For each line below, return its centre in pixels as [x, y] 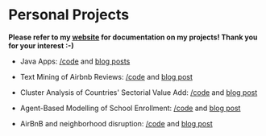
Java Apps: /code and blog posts [75, 61]
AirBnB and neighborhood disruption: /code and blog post [116, 123]
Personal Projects [69, 15]
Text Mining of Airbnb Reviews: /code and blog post [106, 76]
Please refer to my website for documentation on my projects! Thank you [133, 37]
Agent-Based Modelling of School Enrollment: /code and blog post [130, 108]
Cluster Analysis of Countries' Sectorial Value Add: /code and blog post [139, 92]
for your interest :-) [41, 45]
